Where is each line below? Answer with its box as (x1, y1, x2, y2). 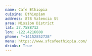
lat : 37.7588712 (5, 25, 39, 30)
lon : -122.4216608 (5, 30, 43, 35)
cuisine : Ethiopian (5, 12, 46, 17)
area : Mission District (5, 20, 54, 26)
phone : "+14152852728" (5, 35, 52, 39)
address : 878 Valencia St (5, 16, 58, 21)
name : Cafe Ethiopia (5, 7, 48, 12)
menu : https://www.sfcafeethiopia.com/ (5, 39, 88, 44)
